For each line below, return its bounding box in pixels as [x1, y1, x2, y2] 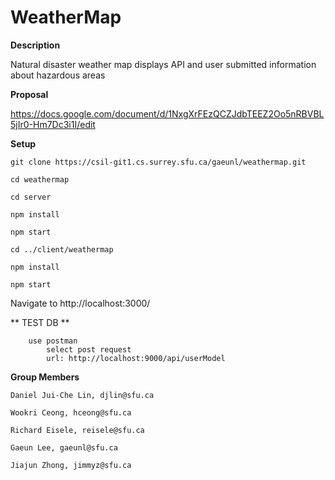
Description [10, 39, 61, 51]
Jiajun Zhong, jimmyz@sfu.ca [10, 460, 132, 470]
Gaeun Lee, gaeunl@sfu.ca [10, 442, 118, 453]
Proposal [10, 88, 49, 100]
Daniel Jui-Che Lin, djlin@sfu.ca [10, 390, 155, 400]
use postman [28, 336, 78, 346]
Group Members [10, 371, 80, 383]
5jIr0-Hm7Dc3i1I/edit [10, 118, 96, 130]
